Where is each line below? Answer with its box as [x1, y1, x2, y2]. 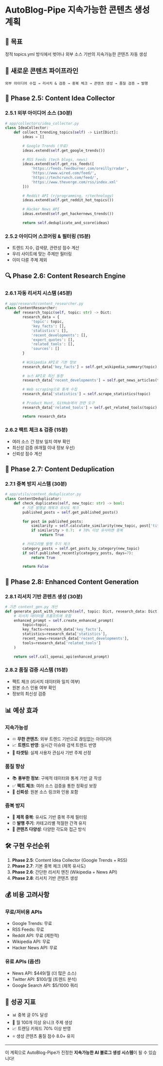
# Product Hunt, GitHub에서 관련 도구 [22, 401, 95, 405]
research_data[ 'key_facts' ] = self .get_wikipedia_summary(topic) [22, 364, 158, 369]
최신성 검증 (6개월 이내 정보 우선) [12, 444, 75, 450]
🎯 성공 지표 [5, 998, 36, 1006]
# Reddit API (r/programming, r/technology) [22, 193, 114, 198]
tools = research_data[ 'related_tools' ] [22, 640, 101, 646]
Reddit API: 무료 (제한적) [12, 933, 60, 939]
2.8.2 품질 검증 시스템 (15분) [5, 666, 68, 673]
